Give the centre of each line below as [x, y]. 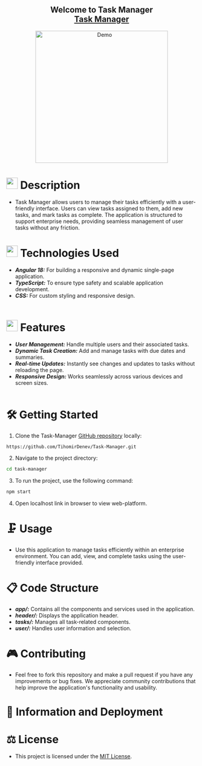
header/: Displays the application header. [67, 616]
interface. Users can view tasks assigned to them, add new [109, 208]
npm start [19, 492]
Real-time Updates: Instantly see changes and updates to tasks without [105, 363]
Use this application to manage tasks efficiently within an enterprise [99, 550]
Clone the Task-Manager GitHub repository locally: [78, 436]
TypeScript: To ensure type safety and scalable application [89, 283]
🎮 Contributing [46, 654]
